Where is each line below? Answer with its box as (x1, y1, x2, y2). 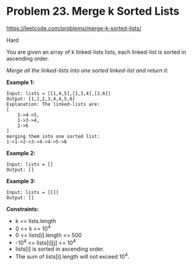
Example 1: (6, 78, 35, 86)
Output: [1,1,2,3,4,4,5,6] (6, 96, 75, 102)
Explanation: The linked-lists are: (6, 101, 100, 107)
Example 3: (6, 177, 36, 184)
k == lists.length (15, 217, 56, 224)
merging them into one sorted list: (6, 133, 100, 139)
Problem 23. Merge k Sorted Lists (6, 4, 180, 18)
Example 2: (6, 149, 36, 157)
